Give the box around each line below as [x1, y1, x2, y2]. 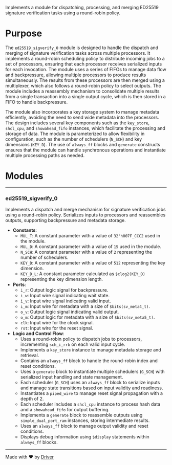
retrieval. [20, 352, 39, 359]
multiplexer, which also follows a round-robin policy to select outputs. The [5, 82, 161, 88]
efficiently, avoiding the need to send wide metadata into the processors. [5, 114, 160, 120]
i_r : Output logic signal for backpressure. [20, 287, 109, 293]
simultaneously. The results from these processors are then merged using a [5, 77, 165, 83]
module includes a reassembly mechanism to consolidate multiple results [5, 88, 160, 94]
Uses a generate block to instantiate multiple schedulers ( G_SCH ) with [20, 368, 165, 375]
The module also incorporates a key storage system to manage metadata [5, 108, 160, 115]
